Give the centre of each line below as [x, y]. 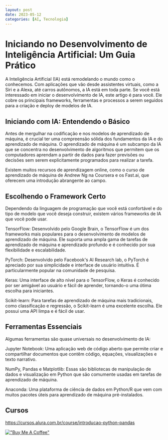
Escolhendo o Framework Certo [56, 196]
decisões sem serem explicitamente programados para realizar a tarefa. [79, 160]
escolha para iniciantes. [30, 291]
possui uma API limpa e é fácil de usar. [45, 311]
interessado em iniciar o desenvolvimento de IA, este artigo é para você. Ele [83, 95]
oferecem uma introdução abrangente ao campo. [56, 180]
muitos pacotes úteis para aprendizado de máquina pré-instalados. [74, 394]
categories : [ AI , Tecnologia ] [37, 19]
